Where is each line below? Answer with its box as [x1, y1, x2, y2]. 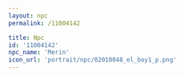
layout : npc [8, 11, 48, 20]
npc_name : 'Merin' [8, 49, 70, 57]
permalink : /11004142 [8, 19, 81, 27]
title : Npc [8, 34, 45, 42]
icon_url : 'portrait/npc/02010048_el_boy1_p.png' [8, 56, 178, 64]
